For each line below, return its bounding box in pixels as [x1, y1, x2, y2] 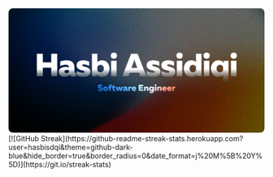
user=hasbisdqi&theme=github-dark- [8, 142, 134, 152]
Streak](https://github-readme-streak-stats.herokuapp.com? [40, 133, 244, 143]
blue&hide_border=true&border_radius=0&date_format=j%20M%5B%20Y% [8, 150, 263, 161]
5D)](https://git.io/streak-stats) [8, 159, 112, 169]
